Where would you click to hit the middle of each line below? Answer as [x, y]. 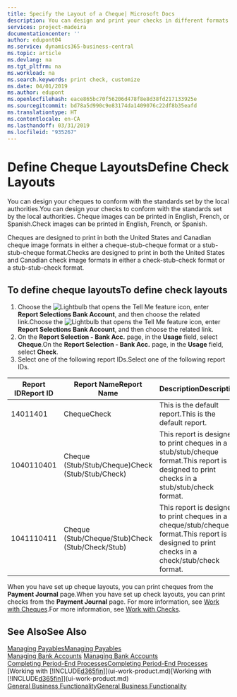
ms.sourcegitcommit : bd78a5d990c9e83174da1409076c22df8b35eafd [102, 106]
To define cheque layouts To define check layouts [117, 290]
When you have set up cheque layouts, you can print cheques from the [110, 587]
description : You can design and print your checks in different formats [118, 20]
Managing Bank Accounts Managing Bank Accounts [83, 656]
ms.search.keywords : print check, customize [74, 79]
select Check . [38, 352]
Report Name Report [108, 384]
